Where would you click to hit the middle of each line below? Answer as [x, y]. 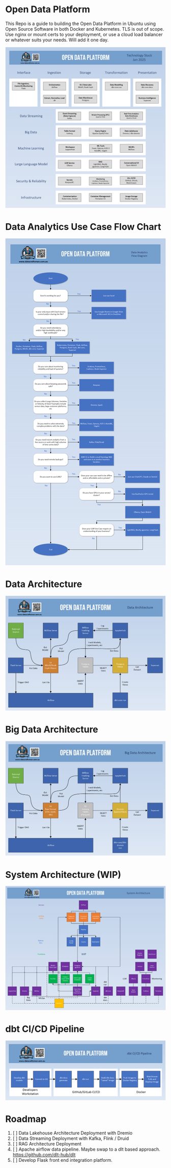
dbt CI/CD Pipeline [45, 1029]
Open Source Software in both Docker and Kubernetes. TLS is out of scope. [85, 29]
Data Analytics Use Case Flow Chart [83, 227]
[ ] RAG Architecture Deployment [47, 1144]
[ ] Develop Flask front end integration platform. [63, 1160]
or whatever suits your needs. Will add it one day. [57, 40]
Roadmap [26, 1119]
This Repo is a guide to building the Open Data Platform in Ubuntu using [81, 24]
